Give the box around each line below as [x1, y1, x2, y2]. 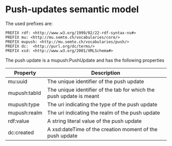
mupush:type [8, 101, 40, 108]
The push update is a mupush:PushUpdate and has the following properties [5, 57, 165, 63]
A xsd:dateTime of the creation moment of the [47, 126, 158, 133]
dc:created [8, 129, 34, 136]
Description [91, 69, 120, 76]
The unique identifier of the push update [47, 78, 144, 85]
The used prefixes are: [5, 20, 53, 27]
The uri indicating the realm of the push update [47, 109, 160, 116]
